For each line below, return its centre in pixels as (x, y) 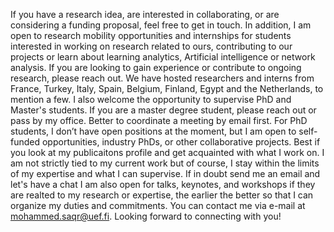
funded (25, 142)
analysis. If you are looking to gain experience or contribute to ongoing (156, 67)
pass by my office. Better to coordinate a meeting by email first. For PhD (159, 120)
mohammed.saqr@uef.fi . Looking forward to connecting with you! (146, 216)
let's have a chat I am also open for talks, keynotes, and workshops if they (163, 184)
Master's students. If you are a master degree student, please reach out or (163, 110)
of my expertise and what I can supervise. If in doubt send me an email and (165, 173)
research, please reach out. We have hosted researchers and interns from (162, 78)
